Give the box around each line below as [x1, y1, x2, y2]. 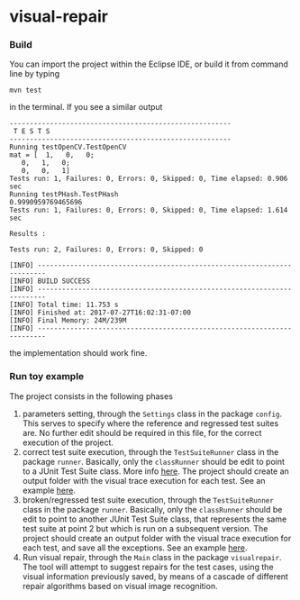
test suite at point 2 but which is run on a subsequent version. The [22, 523, 268, 533]
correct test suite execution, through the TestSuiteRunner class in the [22, 446, 279, 457]
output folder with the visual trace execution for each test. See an [22, 475, 266, 486]
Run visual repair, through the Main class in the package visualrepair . [22, 551, 282, 562]
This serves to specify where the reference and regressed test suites [22, 417, 279, 429]
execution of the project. [22, 437, 114, 448]
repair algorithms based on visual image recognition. [22, 580, 218, 591]
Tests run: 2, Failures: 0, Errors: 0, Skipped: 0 [9, 245, 204, 254]
